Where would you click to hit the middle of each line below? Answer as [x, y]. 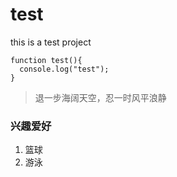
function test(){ [46, 60]
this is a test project [51, 42]
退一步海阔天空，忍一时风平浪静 [100, 97]
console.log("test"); [64, 69]
